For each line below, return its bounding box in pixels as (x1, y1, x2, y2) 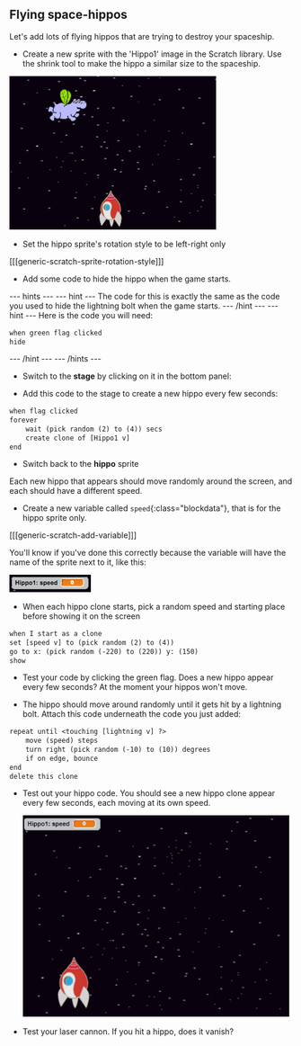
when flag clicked (9, 407, 78, 416)
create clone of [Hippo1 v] (25, 434, 130, 443)
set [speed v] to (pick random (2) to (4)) (9, 638, 175, 647)
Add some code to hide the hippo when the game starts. (22, 273, 232, 284)
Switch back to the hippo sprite (22, 458, 139, 469)
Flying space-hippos (9, 7, 128, 22)
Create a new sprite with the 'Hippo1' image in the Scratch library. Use (22, 49, 282, 59)
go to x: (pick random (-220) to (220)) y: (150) (9, 647, 199, 656)
